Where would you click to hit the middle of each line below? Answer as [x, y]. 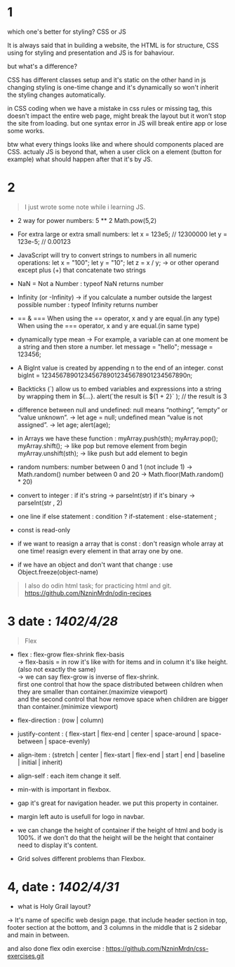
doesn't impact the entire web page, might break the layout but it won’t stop [117, 116]
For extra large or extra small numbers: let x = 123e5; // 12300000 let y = [122, 234]
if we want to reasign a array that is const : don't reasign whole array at [120, 543]
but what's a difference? [42, 66]
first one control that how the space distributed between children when [120, 684]
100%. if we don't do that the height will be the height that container [115, 837]
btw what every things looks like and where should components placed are [116, 144]
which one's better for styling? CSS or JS [67, 32]
